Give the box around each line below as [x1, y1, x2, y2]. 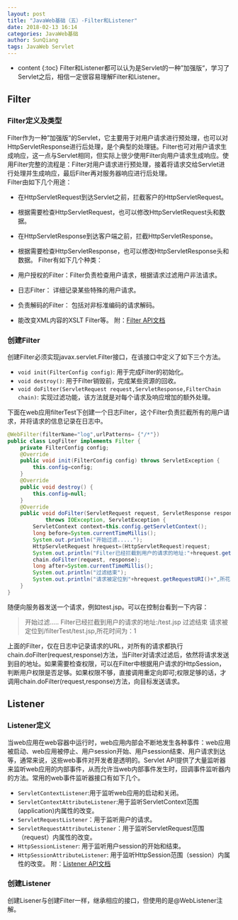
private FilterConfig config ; [20, 444, 110, 451]
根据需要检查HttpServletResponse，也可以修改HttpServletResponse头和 [17, 246, 229, 255]
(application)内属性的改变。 [17, 806, 98, 814]
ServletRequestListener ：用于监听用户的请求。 [17, 815, 157, 824]
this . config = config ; [33, 464, 93, 471]
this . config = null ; [33, 490, 87, 497]
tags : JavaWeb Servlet [7, 43, 74, 50]
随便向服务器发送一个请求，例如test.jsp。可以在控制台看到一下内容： [7, 603, 209, 611]
